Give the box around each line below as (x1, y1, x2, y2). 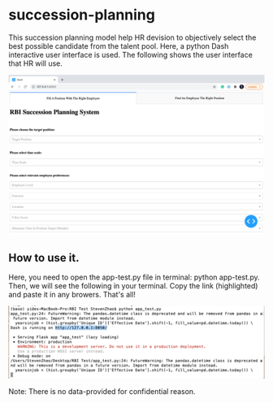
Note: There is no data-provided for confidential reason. (8, 386, 197, 396)
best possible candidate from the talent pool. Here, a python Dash (8, 41, 229, 50)
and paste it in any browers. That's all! (8, 290, 136, 300)
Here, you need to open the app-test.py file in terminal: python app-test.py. (8, 272, 260, 282)
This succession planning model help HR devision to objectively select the (8, 32, 257, 42)
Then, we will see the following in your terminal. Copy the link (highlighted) (8, 281, 258, 291)
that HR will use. (8, 58, 63, 68)
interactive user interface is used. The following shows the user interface (8, 50, 253, 59)
